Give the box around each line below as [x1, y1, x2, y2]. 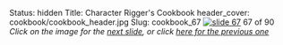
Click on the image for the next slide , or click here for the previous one [9, 26, 270, 36]
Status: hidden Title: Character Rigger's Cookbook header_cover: [9, 8, 250, 18]
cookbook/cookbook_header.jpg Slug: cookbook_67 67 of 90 [9, 17, 275, 27]
